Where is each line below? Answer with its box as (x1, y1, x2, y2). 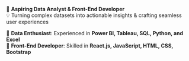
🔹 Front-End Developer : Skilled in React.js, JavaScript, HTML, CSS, (6, 42, 174, 49)
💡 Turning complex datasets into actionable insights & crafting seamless (6, 12, 182, 19)
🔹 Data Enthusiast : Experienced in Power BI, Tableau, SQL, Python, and (6, 30, 184, 36)
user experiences (6, 18, 49, 25)
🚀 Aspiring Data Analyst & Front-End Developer (6, 6, 125, 12)
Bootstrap (6, 49, 31, 55)
